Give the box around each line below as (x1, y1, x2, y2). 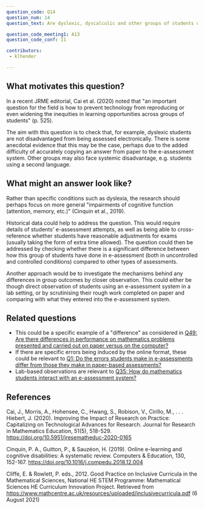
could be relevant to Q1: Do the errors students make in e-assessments (15, 355, 193, 362)
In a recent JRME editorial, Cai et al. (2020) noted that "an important (6, 97, 177, 104)
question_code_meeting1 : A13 (6, 31, 80, 37)
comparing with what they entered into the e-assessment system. (6, 295, 171, 302)
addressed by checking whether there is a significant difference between (6, 245, 189, 252)
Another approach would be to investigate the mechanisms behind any (6, 270, 183, 277)
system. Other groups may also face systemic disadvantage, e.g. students (6, 154, 192, 162)
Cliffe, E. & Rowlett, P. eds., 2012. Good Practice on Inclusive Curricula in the (6, 470, 197, 477)
